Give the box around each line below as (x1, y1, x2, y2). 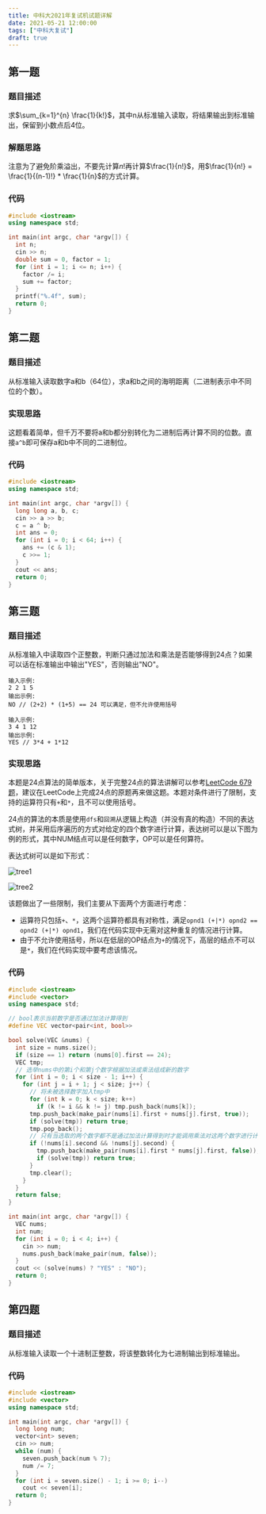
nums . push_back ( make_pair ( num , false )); (22, 1250, 158, 1258)
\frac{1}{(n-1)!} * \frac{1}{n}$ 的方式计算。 (8, 171, 144, 181)
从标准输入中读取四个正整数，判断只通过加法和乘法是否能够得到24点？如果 (8, 650, 253, 659)
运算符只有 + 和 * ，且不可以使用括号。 (21, 798, 141, 807)
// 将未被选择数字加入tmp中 (28, 1088, 110, 1096)
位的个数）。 (8, 386, 47, 396)
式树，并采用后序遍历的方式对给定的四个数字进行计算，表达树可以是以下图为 (8, 824, 258, 834)
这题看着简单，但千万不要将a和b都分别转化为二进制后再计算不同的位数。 (8, 427, 245, 437)
